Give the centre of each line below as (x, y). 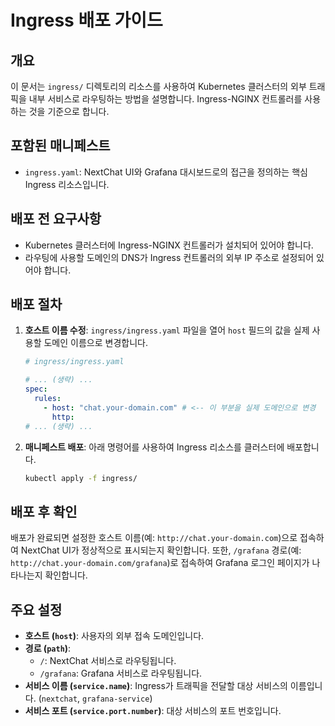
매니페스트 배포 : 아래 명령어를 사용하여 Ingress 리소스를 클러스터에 (154, 447)
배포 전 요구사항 (56, 219)
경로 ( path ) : (48, 648)
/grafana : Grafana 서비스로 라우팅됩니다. (121, 673)
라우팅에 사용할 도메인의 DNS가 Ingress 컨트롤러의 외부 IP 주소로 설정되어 (169, 257)
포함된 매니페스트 (60, 146)
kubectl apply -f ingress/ (81, 478)
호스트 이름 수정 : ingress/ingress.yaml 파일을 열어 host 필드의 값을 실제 (167, 330)
